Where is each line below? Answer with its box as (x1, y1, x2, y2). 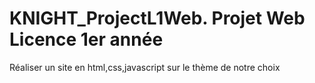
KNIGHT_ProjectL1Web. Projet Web (9, 7, 306, 30)
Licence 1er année (9, 28, 164, 51)
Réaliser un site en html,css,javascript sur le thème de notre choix (9, 61, 281, 73)
